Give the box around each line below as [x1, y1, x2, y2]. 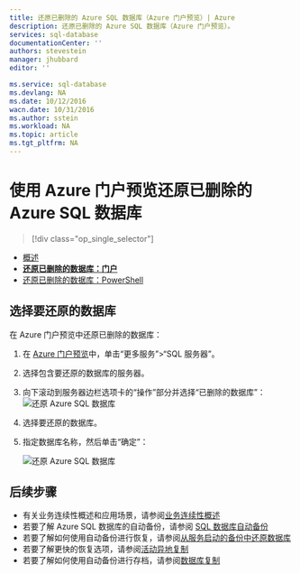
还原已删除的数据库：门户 [22, 263, 118, 273]
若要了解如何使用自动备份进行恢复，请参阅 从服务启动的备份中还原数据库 [22, 532, 291, 543]
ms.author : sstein [9, 114, 78, 123]
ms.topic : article [9, 130, 78, 140]
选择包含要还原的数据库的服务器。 [22, 367, 150, 378]
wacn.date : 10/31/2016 [9, 105, 95, 114]
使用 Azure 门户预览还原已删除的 [9, 181, 253, 201]
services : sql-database [9, 30, 99, 39]
